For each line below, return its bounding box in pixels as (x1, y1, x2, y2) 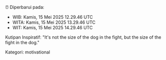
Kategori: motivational (5, 49, 50, 55)
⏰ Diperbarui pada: (5, 4, 45, 10)
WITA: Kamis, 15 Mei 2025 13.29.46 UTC (12, 19, 96, 25)
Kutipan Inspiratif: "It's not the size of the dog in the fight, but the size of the (5, 34, 162, 40)
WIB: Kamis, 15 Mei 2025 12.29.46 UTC (12, 14, 93, 20)
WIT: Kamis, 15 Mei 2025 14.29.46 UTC (12, 25, 93, 30)
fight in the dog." (5, 40, 40, 45)
